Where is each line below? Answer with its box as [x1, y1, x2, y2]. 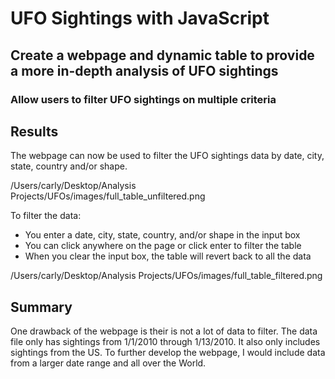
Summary [10, 298, 73, 316]
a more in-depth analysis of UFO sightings [10, 62, 279, 79]
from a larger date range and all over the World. [10, 357, 207, 369]
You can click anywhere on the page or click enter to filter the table [24, 240, 302, 252]
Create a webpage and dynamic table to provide [10, 47, 315, 64]
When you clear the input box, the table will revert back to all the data [24, 250, 312, 262]
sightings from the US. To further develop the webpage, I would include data [10, 347, 326, 359]
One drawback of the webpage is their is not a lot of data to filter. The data [10, 325, 318, 337]
